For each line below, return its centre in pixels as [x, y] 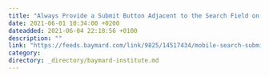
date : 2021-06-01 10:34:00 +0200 [64, 23]
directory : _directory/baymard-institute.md [84, 61]
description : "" [35, 38]
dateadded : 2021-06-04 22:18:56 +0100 [73, 30]
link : [17, 46]
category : [25, 53]
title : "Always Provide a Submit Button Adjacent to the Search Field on [134, 16]
